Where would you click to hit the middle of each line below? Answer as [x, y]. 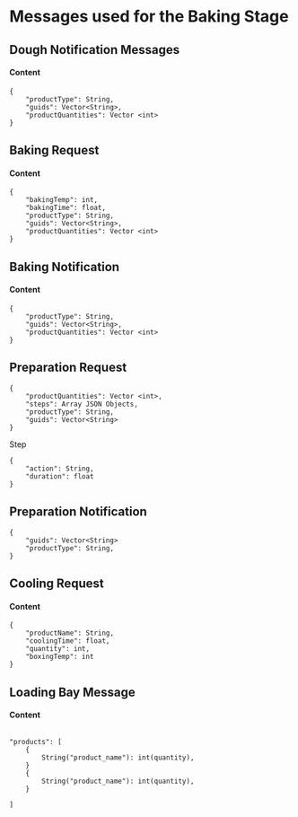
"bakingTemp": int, [62, 200]
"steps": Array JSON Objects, [82, 404]
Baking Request [54, 150]
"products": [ [36, 742]
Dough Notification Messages [95, 50]
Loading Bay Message [73, 692]
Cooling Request [57, 583]
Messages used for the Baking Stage [149, 17]
